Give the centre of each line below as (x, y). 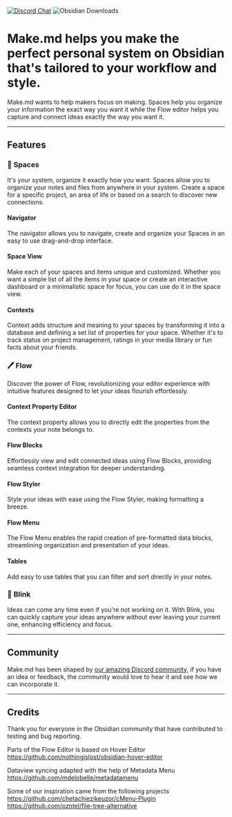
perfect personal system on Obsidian (116, 54)
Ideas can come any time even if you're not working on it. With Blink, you (111, 609)
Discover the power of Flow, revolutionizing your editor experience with (109, 383)
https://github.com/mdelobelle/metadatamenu (73, 778)
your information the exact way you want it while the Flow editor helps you (113, 109)
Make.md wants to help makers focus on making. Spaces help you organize (115, 102)
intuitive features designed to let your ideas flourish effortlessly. (98, 391)
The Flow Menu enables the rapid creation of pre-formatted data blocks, (110, 538)
